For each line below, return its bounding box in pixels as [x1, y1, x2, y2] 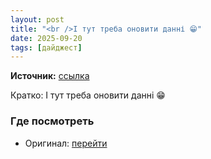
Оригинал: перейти [24, 137, 108, 149]
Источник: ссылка [10, 70, 90, 82]
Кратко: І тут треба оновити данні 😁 [10, 89, 166, 101]
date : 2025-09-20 [10, 33, 83, 43]
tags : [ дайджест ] [10, 42, 83, 53]
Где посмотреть [10, 114, 95, 128]
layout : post [10, 14, 65, 25]
